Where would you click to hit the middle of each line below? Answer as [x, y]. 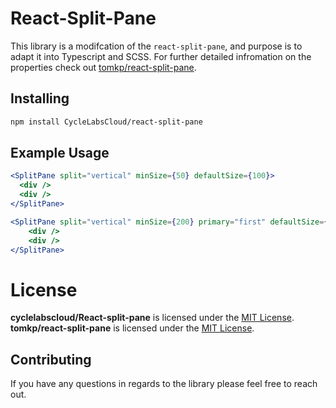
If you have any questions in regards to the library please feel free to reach [164, 384]
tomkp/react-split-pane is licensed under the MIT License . [132, 328]
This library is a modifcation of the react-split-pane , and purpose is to [156, 46]
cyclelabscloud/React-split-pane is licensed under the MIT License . [152, 318]
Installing [40, 98]
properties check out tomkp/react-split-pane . [103, 67]
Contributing [51, 359]
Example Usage [60, 153]
